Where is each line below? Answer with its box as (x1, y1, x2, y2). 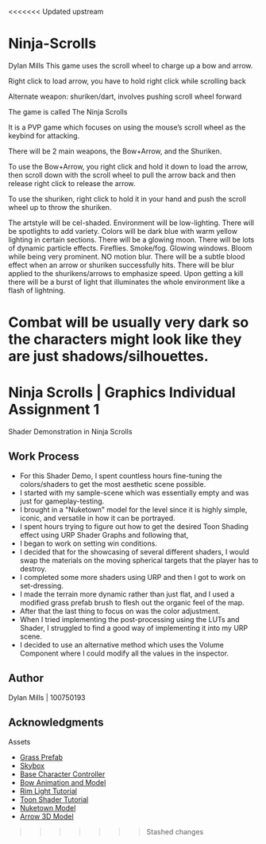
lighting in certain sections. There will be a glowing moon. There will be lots (8, 235, 255, 244)
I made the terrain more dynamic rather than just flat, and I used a (19, 589, 235, 599)
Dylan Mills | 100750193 (8, 692, 86, 702)
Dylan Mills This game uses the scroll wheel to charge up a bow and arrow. (8, 60, 253, 70)
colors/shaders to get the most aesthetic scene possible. (19, 479, 206, 488)
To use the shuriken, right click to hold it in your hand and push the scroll (8, 194, 247, 204)
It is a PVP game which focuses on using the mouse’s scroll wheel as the (8, 123, 246, 132)
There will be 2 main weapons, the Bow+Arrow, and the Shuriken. (8, 146, 222, 156)
